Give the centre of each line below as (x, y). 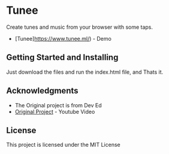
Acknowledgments (43, 91)
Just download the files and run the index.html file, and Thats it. (85, 72)
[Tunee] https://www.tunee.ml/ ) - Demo (63, 38)
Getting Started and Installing (62, 58)
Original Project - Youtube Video (55, 111)
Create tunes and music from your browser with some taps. (80, 27)
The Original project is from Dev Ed (58, 105)
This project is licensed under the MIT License (64, 145)
